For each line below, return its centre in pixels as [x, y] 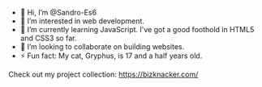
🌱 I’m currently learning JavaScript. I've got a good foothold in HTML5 [137, 29]
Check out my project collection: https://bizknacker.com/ [103, 74]
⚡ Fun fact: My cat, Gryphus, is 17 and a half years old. [111, 56]
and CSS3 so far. [48, 38]
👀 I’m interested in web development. [82, 21]
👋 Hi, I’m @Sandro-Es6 [58, 12]
